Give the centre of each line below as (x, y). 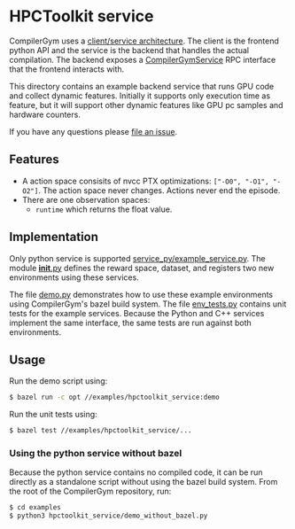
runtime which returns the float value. (104, 209)
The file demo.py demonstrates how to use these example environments (141, 294)
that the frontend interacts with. (67, 69)
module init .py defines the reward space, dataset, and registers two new (142, 268)
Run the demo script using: (58, 381)
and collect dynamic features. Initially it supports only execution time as (140, 96)
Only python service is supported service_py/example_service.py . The (137, 258)
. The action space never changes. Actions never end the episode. (159, 190)
